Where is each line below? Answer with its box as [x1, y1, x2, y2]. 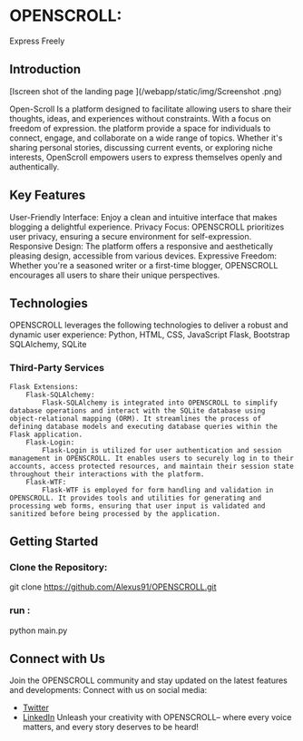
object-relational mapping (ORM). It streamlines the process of [9, 414, 261, 423]
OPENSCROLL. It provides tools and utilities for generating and [9, 493, 261, 502]
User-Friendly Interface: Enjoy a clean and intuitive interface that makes [9, 211, 278, 222]
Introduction [9, 62, 82, 77]
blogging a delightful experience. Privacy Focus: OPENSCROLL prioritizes [9, 221, 285, 232]
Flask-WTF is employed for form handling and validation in [42, 485, 274, 494]
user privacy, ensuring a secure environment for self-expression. [9, 230, 252, 241]
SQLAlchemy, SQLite [9, 339, 87, 350]
